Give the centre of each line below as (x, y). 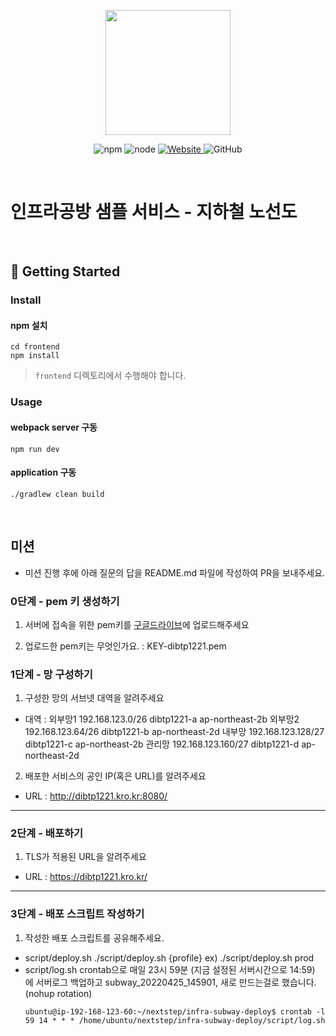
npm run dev (35, 449)
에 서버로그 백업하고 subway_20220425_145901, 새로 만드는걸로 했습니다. (170, 982)
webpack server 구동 (54, 427)
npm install (35, 356)
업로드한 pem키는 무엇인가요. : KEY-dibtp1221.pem (125, 646)
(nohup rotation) (58, 993)
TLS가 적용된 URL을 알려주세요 (85, 857)
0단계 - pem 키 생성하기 (65, 601)
